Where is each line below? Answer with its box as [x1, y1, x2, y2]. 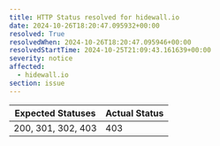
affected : [9, 63, 46, 72]
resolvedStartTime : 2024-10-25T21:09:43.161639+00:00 [9, 46, 212, 55]
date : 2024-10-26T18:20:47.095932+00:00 [9, 21, 161, 30]
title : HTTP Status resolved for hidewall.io [9, 12, 179, 22]
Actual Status [105, 107, 164, 119]
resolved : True [9, 29, 65, 38]
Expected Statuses [14, 107, 96, 119]
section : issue [9, 79, 65, 88]
